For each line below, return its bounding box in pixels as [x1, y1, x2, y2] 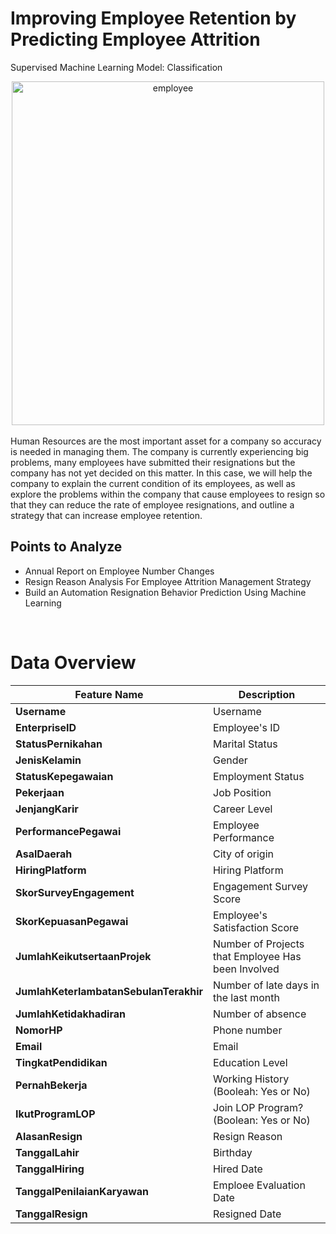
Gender [213, 753, 248, 767]
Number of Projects [213, 937, 305, 951]
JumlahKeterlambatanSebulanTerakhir [15, 984, 203, 998]
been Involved [213, 962, 280, 976]
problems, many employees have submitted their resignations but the [10, 456, 296, 468]
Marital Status [213, 737, 278, 751]
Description [238, 687, 296, 701]
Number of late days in [213, 978, 320, 992]
